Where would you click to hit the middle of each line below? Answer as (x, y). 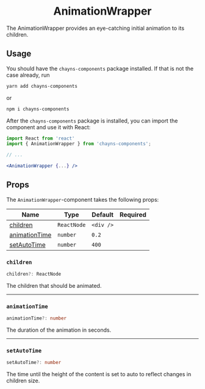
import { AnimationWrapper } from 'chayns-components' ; (79, 144)
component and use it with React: (49, 127)
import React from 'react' (41, 138)
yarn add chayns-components (42, 86)
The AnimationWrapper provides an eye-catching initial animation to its (95, 28)
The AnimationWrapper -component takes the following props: (83, 199)
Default (103, 215)
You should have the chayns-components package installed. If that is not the (100, 68)
